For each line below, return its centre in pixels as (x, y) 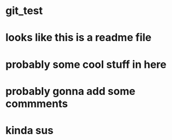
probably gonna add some (70, 91)
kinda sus (30, 130)
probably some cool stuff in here (86, 64)
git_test (24, 11)
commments (37, 103)
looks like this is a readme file (78, 38)
